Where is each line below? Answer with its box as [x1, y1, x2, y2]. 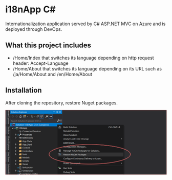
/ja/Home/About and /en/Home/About [12, 71, 93, 77]
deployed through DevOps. [5, 26, 62, 32]
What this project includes [5, 41, 91, 50]
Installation [5, 86, 42, 95]
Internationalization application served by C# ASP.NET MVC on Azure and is [5, 21, 166, 27]
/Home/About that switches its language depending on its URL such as [12, 65, 162, 71]
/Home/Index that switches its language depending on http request [12, 55, 155, 61]
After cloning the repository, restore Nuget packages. [5, 99, 118, 106]
